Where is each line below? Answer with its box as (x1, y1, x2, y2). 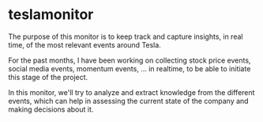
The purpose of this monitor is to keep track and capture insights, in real (8, 32, 243, 41)
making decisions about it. (8, 105, 94, 114)
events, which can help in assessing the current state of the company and (8, 96, 249, 105)
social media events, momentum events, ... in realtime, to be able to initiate (8, 63, 251, 73)
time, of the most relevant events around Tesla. (8, 40, 162, 49)
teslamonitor (8, 6, 94, 24)
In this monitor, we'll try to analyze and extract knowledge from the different (8, 87, 255, 97)
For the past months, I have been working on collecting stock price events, (8, 55, 251, 65)
